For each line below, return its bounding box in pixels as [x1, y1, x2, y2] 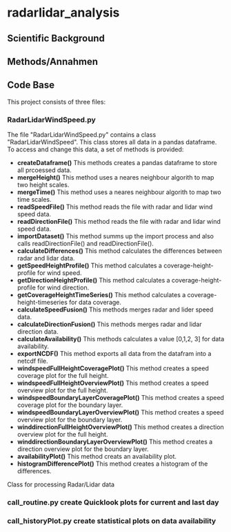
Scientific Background [7, 32, 106, 44]
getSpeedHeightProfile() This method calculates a [17, 261, 162, 270]
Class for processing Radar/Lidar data [7, 480, 115, 488]
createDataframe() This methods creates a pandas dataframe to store [17, 159, 217, 167]
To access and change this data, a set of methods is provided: [7, 145, 184, 153]
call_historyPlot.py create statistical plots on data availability [7, 516, 217, 526]
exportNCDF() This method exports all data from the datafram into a [17, 350, 212, 358]
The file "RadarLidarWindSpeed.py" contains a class [7, 131, 157, 139]
